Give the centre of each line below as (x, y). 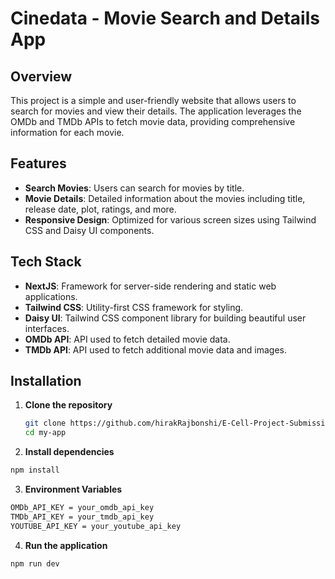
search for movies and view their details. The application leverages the (156, 111)
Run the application (66, 545)
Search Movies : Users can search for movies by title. (134, 188)
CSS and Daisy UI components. (89, 230)
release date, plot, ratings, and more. (100, 209)
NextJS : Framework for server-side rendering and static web (150, 286)
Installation (46, 381)
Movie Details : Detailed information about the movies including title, (165, 198)
